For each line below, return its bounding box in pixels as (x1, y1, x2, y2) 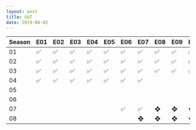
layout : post (6, 8, 38, 15)
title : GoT (6, 14, 33, 20)
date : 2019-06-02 (6, 19, 48, 25)
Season (9, 38, 31, 46)
